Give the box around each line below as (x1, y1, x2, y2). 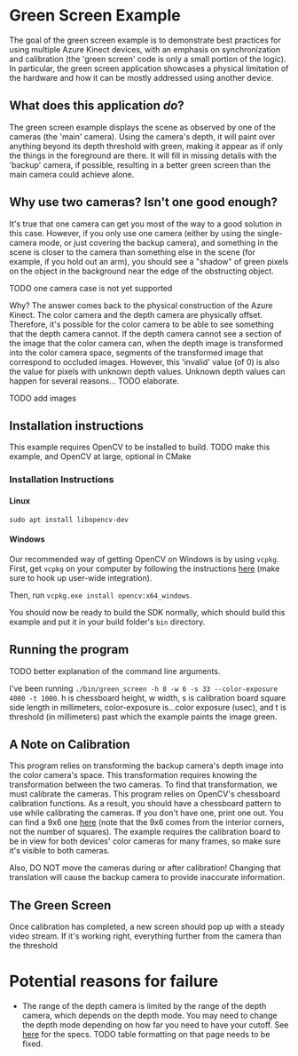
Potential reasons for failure (9, 972, 219, 991)
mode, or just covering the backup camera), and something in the (38, 237, 278, 248)
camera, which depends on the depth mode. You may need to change (21, 1010, 278, 1021)
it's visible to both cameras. (9, 846, 111, 856)
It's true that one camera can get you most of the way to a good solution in (9, 218, 282, 229)
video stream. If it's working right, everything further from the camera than (9, 931, 282, 941)
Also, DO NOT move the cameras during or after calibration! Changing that (9, 862, 281, 873)
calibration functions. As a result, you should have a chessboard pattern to (9, 798, 282, 809)
